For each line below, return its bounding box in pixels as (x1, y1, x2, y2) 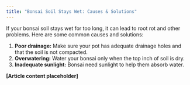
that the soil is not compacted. (14, 48, 88, 56)
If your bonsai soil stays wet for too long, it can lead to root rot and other (6, 25, 181, 32)
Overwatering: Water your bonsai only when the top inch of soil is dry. (14, 55, 185, 62)
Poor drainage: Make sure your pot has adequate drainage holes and (14, 42, 182, 49)
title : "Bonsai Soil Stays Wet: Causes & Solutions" (6, 8, 137, 15)
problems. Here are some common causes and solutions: (6, 30, 144, 38)
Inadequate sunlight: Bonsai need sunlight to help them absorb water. (14, 61, 184, 68)
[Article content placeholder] (6, 72, 78, 79)
